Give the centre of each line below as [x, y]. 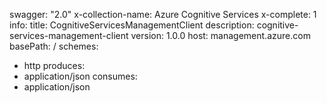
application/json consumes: [80, 76]
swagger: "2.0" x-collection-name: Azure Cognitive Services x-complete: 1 [163, 14]
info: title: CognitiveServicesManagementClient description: [132, 25]
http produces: [54, 65]
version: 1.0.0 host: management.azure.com [220, 35]
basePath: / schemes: [54, 46]
